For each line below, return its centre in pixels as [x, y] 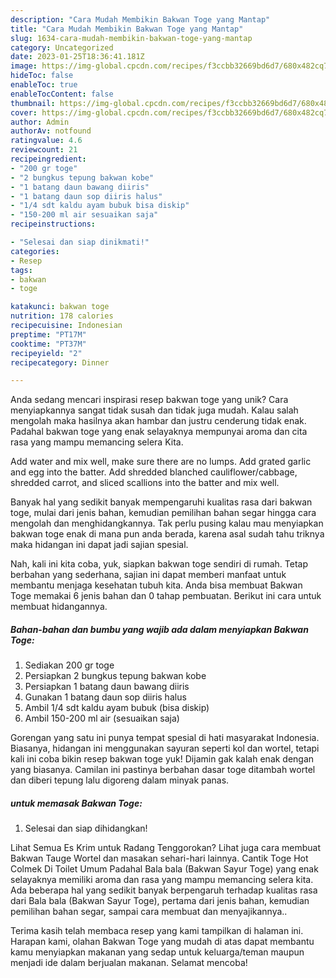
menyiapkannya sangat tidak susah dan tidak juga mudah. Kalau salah [154, 410]
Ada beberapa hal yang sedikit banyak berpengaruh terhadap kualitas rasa [164, 890]
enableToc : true [44, 85]
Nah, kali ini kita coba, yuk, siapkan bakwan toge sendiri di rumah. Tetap [159, 564]
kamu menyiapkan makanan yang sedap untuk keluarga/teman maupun [157, 952]
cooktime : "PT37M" [48, 344]
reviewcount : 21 [44, 150]
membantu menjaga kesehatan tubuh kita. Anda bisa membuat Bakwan [156, 585]
